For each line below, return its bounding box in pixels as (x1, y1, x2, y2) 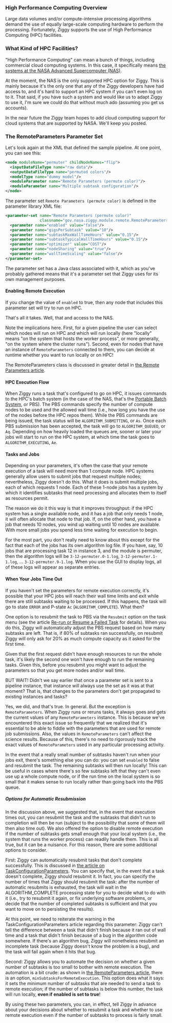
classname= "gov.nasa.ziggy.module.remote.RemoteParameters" (39, 217, 170, 223)
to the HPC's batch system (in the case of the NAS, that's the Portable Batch (5, 396, 167, 402)
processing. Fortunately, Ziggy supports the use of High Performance (5, 27, 152, 33)
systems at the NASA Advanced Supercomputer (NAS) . (5, 67, 122, 73)
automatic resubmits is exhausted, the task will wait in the (5, 884, 127, 890)
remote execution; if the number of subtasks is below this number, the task (5, 986, 163, 992)
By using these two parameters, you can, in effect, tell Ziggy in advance (5, 1001, 157, 1007)
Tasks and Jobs (5, 451, 39, 457)
